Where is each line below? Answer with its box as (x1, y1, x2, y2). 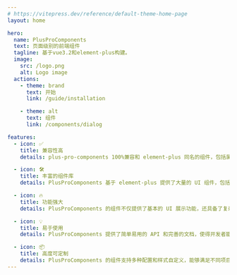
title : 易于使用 (20, 224, 63, 231)
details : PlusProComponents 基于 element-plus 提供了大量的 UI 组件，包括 (20, 179, 231, 187)
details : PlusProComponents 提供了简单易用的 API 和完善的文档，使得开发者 (20, 231, 226, 238)
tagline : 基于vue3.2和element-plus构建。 (13, 49, 130, 56)
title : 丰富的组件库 (20, 173, 74, 180)
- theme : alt (20, 108, 59, 115)
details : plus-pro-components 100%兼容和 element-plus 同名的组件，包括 (20, 153, 226, 161)
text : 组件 (25, 114, 56, 122)
